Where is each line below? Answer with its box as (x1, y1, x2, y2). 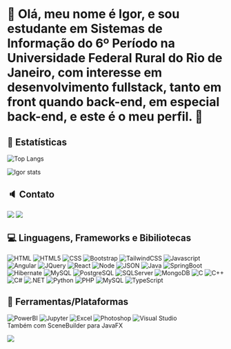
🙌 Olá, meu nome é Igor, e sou (7, 6, 180, 22)
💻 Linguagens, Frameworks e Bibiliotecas (7, 232, 192, 244)
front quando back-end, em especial (7, 94, 220, 110)
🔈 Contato (7, 189, 55, 201)
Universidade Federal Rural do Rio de (7, 50, 223, 66)
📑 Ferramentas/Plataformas (7, 296, 129, 308)
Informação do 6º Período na (7, 36, 176, 51)
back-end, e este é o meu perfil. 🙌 (7, 109, 203, 125)
